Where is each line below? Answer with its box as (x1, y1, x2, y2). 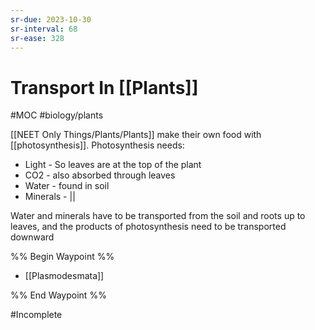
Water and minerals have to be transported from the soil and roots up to (10, 210, 306, 222)
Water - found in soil (24, 180, 110, 192)
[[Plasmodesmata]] (24, 270, 105, 282)
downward (10, 231, 55, 243)
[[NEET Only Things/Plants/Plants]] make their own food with (10, 129, 262, 141)
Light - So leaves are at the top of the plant (24, 159, 202, 171)
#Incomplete (10, 309, 63, 321)
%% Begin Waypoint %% (10, 251, 115, 263)
